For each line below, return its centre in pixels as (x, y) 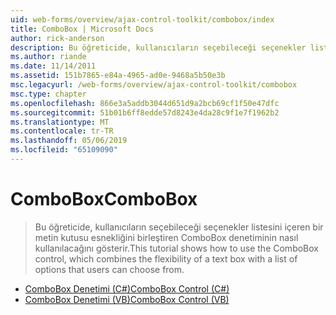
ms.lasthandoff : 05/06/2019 (69, 141)
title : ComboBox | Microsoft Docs (82, 29)
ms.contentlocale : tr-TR (62, 131)
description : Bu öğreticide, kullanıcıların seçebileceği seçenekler (158, 47)
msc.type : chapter (48, 94)
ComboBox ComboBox (104, 199)
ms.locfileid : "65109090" (64, 150)
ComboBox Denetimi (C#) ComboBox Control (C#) (127, 288)
